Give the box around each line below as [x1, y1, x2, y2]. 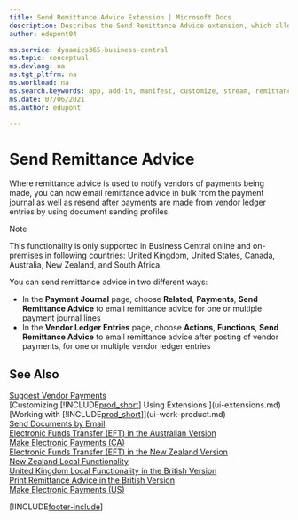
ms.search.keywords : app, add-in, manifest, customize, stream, [9, 86, 252, 96]
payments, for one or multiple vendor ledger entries [21, 341, 211, 352]
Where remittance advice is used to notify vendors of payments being [9, 178, 264, 189]
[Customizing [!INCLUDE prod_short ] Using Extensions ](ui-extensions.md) [9, 400, 281, 410]
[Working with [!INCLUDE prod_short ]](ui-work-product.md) [9, 409, 226, 420]
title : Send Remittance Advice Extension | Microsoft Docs [9, 12, 232, 22]
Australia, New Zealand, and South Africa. [9, 260, 162, 270]
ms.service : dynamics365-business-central [9, 45, 169, 54]
